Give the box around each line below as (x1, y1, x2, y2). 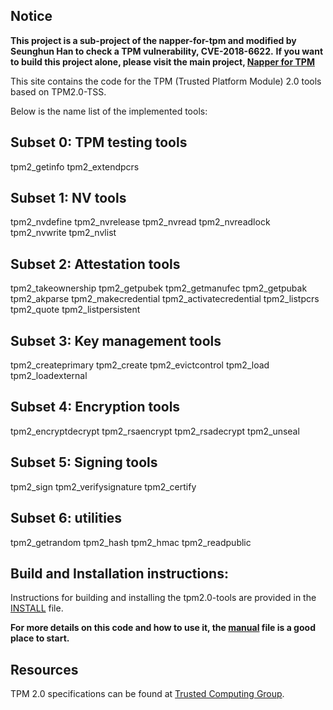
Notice (10, 8, 53, 25)
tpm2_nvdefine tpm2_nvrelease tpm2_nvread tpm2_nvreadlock (10, 216, 271, 228)
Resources (10, 661, 79, 678)
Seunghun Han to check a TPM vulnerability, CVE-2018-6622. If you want (10, 45, 324, 57)
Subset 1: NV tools (10, 190, 127, 207)
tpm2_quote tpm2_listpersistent (10, 304, 141, 316)
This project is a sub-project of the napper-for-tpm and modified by (10, 34, 297, 46)
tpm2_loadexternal (10, 370, 88, 382)
